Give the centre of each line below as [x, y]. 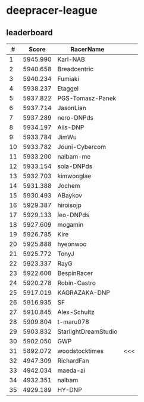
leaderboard [30, 33]
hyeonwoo [72, 244]
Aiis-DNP [71, 127]
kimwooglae [74, 176]
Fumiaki [68, 79]
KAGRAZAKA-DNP [84, 293]
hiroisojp [69, 205]
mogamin [71, 225]
